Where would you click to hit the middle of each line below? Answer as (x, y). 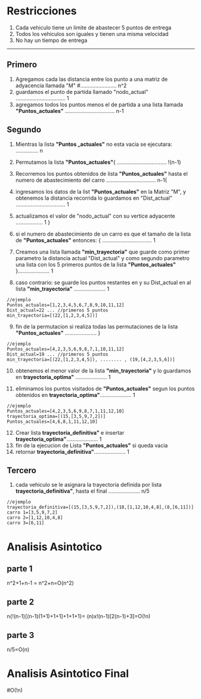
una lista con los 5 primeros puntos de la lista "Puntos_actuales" (96, 264)
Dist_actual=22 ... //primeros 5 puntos (58, 310)
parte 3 (21, 635)
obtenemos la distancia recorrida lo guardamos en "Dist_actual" (94, 198)
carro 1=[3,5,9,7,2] (33, 512)
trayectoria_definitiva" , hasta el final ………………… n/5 (82, 491)
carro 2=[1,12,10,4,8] (35, 518)
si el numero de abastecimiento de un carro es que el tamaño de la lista (103, 234)
